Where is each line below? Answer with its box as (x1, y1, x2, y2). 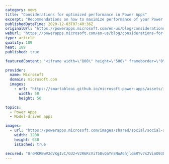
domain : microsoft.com (10, 77, 57, 82)
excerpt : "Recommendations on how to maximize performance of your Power (5, 17, 163, 22)
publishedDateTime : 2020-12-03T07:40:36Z (5, 21, 94, 27)
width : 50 (18, 91, 39, 96)
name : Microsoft (10, 72, 44, 77)
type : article (5, 36, 35, 41)
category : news (5, 7, 37, 13)
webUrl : (5, 31, 22, 36)
